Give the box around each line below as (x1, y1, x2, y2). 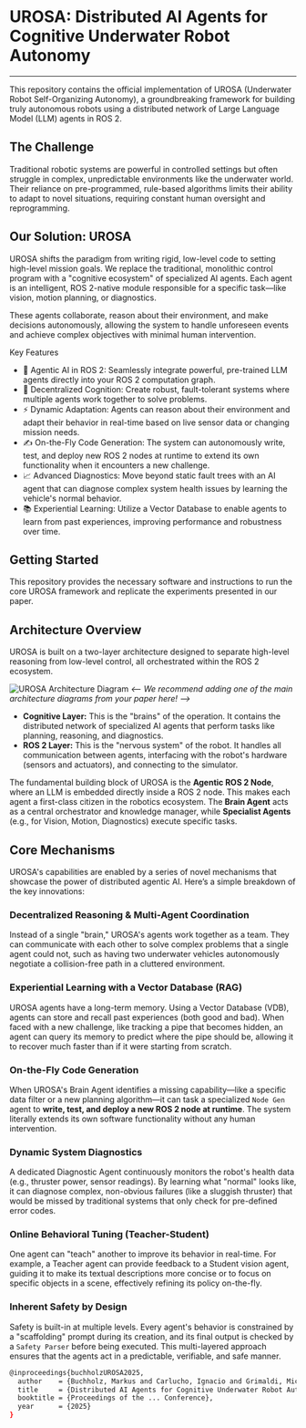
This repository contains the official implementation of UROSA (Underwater (9, 84, 292, 95)
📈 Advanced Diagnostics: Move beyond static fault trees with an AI (22, 470, 276, 481)
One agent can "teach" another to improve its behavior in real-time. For (9, 1248, 277, 1260)
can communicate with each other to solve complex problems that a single (9, 939, 289, 950)
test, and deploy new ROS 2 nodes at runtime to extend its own (22, 450, 260, 461)
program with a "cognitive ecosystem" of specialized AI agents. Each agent (9, 272, 293, 284)
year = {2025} (17, 1402, 92, 1412)
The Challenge (9, 140, 95, 155)
